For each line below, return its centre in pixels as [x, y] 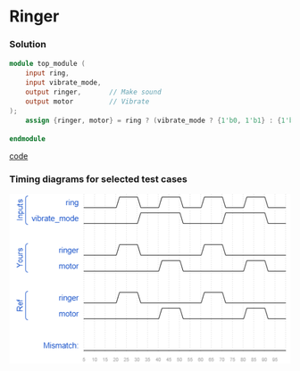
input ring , [47, 73]
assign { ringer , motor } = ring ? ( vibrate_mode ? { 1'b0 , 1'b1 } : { [154, 120]
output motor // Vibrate [87, 101]
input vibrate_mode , [63, 83]
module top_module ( [48, 64]
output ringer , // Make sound [94, 92]
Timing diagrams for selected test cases [98, 179]
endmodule [28, 139]
